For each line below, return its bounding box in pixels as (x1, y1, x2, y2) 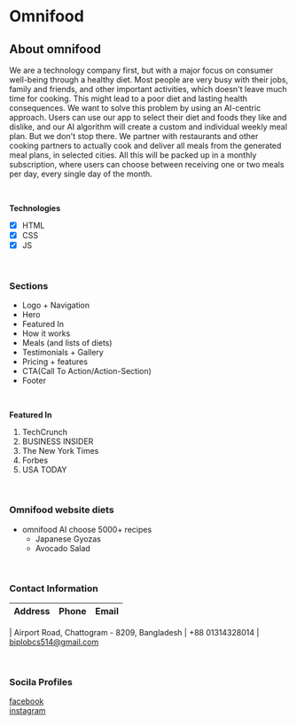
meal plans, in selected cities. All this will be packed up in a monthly (9, 150, 257, 160)
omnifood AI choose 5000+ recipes (21, 524, 152, 534)
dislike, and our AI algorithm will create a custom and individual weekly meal (9, 121, 288, 132)
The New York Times (21, 446, 99, 456)
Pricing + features (21, 356, 89, 367)
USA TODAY (21, 464, 67, 475)
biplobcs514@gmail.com (9, 636, 99, 648)
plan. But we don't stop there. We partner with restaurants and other (9, 131, 259, 141)
